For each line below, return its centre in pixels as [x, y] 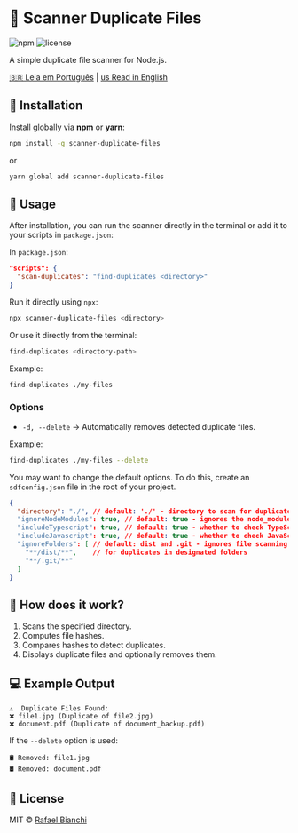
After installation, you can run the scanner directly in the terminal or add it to [149, 226]
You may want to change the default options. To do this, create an [129, 477]
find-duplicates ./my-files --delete [79, 460]
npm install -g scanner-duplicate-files [85, 143]
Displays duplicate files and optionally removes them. [119, 654]
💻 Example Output [62, 683]
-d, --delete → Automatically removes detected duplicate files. [138, 426]
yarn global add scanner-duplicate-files [87, 177]
